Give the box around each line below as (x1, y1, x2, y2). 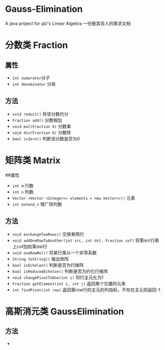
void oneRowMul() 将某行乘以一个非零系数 (12, 250, 97, 256)
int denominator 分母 (12, 81, 56, 87)
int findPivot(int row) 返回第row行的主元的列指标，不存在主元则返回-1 (12, 287, 161, 293)
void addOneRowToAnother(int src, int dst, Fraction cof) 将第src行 (12, 237, 155, 243)
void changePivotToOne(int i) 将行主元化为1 (12, 274, 104, 280)
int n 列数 (12, 189, 34, 195)
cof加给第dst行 (16, 243, 47, 249)
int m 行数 (12, 182, 34, 188)
